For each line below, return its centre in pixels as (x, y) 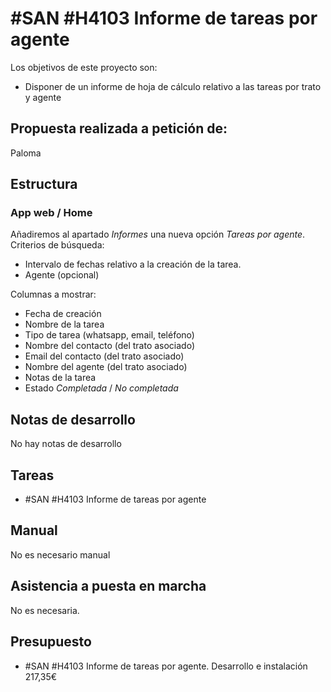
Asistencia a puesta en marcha (108, 586)
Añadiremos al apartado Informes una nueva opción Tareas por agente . (158, 234)
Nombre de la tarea (64, 324)
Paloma (26, 153)
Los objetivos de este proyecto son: (84, 67)
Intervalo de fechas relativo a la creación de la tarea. (133, 264)
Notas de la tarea (60, 378)
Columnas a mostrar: (53, 294)
